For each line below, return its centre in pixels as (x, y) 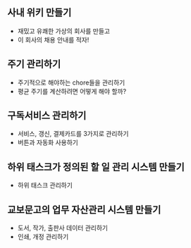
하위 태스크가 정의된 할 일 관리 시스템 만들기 (96, 167)
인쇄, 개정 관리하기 (43, 237)
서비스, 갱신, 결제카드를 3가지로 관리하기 (73, 134)
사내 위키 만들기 (39, 13)
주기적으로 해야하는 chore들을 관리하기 (71, 82)
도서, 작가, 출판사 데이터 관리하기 (62, 228)
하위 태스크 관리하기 (45, 185)
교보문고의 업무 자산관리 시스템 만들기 (84, 210)
